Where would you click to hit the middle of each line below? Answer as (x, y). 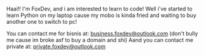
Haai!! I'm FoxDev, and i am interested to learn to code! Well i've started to (99, 9)
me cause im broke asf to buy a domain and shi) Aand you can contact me (100, 40)
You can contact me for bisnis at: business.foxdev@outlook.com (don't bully (102, 33)
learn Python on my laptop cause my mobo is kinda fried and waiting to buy (101, 15)
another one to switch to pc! (42, 22)
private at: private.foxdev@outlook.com (56, 46)
